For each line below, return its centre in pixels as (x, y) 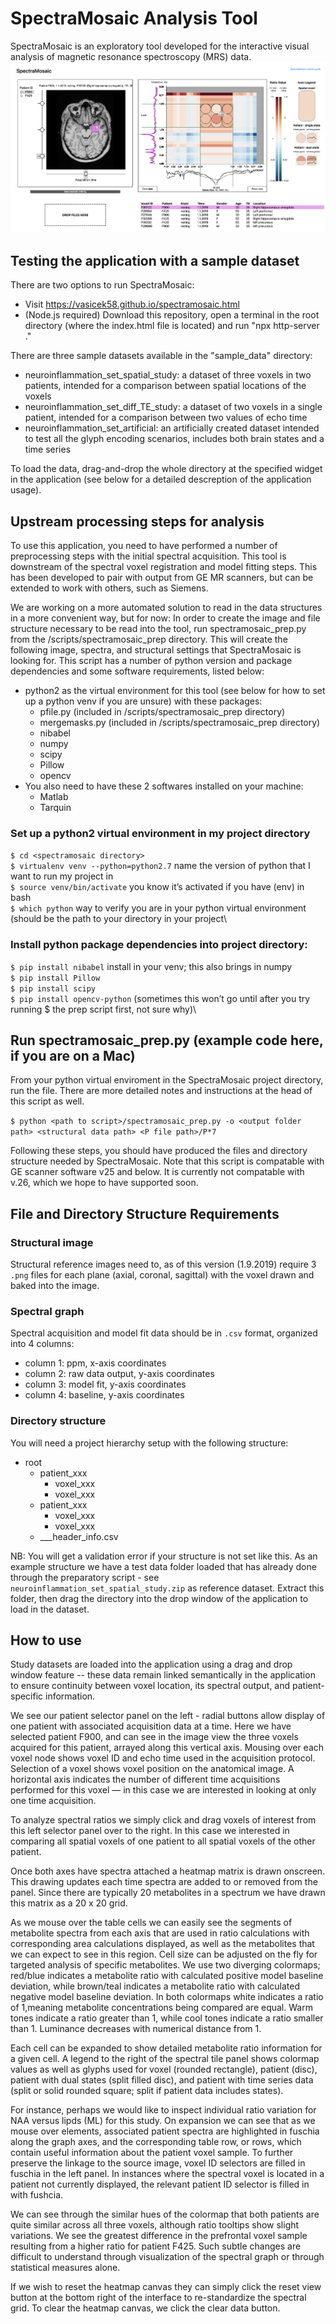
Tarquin (55, 807)
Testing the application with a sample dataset (155, 260)
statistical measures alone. (65, 2268)
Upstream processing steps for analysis (137, 521)
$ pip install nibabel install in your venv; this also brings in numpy (151, 966)
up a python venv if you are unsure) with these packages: (143, 701)
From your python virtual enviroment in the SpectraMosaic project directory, (167, 1080)
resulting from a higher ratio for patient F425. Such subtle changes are (156, 2246)
